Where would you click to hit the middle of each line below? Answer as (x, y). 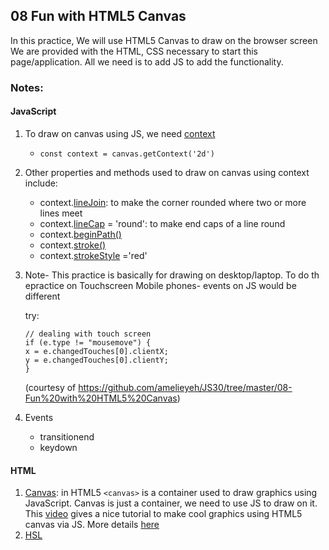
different (42, 296)
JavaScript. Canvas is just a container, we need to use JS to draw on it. (171, 503)
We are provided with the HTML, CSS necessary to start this (134, 51)
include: (41, 183)
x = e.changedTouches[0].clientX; (96, 351)
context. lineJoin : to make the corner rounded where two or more (173, 202)
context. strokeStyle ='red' (93, 255)
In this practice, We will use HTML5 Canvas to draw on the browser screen (164, 40)
